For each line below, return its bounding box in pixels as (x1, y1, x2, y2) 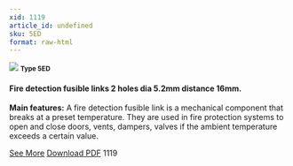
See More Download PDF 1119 (9, 147, 118, 159)
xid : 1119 (9, 12, 46, 22)
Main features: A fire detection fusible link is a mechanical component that (9, 102, 284, 113)
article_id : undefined (9, 21, 93, 30)
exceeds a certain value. (9, 131, 99, 141)
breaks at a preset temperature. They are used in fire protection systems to (9, 112, 284, 123)
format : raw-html (9, 37, 74, 47)
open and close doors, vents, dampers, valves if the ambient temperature (9, 121, 278, 132)
